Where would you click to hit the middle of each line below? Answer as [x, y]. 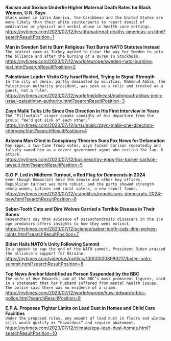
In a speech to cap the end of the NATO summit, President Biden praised [86, 249]
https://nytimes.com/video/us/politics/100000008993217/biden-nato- [79, 258]
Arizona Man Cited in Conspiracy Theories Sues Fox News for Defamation [85, 141]
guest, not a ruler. [27, 90]
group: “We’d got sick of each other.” [48, 120]
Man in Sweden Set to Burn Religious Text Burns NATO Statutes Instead [82, 47]
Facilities [15, 313]
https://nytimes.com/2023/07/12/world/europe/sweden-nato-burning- [79, 61]
